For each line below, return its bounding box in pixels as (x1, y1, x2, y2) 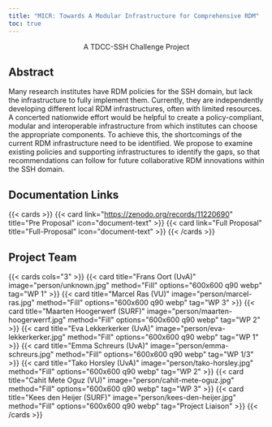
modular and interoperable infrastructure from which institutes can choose (8, 121, 258, 131)
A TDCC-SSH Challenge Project (83, 41, 190, 51)
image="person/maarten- (146, 306, 233, 316)
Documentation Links (8, 188, 119, 201)
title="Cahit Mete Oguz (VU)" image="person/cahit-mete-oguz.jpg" (8, 375, 235, 385)
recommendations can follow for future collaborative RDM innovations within (8, 156, 266, 166)
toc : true (8, 19, 42, 28)
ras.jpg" (8, 297, 35, 307)
